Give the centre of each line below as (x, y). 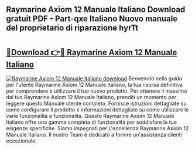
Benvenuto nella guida (155, 78)
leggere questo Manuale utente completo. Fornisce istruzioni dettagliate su (96, 103)
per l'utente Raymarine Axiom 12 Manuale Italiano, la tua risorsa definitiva (95, 85)
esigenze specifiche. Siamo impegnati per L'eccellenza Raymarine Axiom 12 (97, 128)
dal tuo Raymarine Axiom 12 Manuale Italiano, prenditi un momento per (91, 97)
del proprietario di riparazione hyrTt (72, 28)
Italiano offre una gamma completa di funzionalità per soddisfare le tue (92, 122)
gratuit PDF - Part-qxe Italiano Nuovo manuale (92, 19)
